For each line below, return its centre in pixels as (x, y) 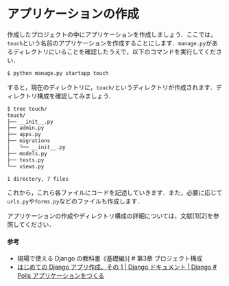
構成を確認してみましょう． (76, 96)
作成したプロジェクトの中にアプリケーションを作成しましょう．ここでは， (112, 34)
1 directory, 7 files (38, 179)
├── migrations (29, 141)
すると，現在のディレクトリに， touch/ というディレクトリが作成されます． (112, 87)
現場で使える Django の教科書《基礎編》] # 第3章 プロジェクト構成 (110, 258)
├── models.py (27, 153)
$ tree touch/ (27, 109)
